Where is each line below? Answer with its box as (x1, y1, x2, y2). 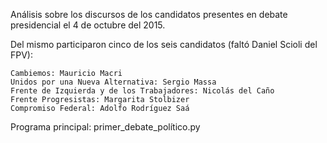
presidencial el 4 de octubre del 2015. (10, 19, 166, 31)
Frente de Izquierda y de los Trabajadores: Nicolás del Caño (10, 86, 275, 96)
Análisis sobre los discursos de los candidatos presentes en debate (10, 9, 288, 20)
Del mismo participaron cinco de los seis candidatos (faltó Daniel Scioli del (10, 39, 318, 50)
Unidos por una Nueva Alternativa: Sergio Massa (10, 77, 217, 87)
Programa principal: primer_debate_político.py (10, 121, 201, 133)
